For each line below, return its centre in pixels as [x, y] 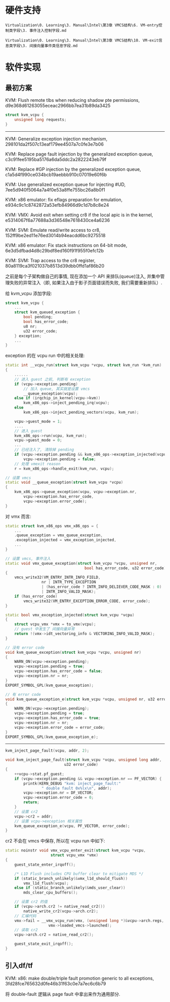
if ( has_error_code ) [36, 596]
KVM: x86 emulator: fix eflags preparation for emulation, [64, 199]
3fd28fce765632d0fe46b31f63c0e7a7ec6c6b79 [56, 983]
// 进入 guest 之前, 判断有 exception [53, 379]
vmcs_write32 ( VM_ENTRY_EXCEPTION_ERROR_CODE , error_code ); [87, 601]
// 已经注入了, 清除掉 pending [44, 450]
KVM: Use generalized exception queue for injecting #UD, [65, 184]
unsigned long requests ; [40, 120]
